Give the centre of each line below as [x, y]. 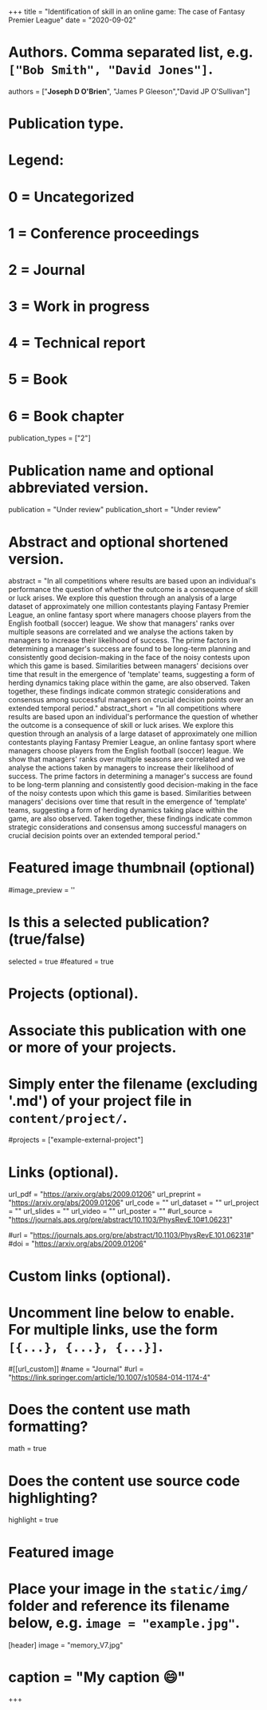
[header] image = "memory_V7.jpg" [66, 1644]
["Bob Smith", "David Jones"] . [111, 69]
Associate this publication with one [128, 1030]
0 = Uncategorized [71, 197]
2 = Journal [47, 270]
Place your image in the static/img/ [128, 1589]
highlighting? [53, 1498]
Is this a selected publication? [109, 923]
